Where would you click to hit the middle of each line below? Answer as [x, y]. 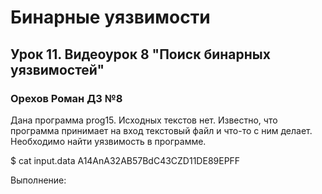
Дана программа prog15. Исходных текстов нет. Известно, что [144, 120]
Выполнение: [38, 180]
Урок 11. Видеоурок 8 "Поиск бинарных [140, 54]
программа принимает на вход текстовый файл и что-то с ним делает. [161, 130]
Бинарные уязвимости [110, 17]
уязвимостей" [57, 69]
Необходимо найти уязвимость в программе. [108, 141]
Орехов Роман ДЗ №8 [66, 98]
